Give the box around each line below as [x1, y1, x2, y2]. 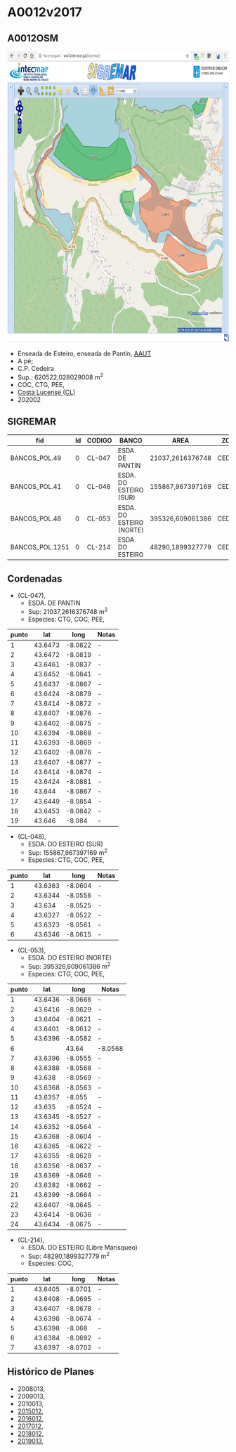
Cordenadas [7, 573, 63, 584]
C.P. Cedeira [17, 365, 55, 372]
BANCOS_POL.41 [10, 482, 62, 490]
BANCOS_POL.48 [10, 514, 62, 523]
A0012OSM [7, 32, 58, 44]
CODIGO [86, 436, 112, 445]
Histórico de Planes [7, 1366, 95, 1378]
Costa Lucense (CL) [17, 388, 76, 396]
